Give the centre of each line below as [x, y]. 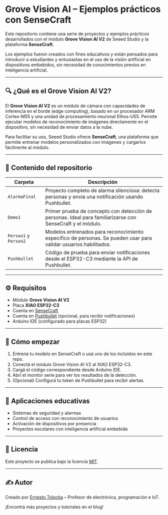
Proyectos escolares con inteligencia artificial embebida [70, 429]
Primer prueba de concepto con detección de [98, 211]
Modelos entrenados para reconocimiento [94, 231]
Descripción [102, 182]
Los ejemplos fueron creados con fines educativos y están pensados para [81, 54]
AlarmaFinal [22, 197]
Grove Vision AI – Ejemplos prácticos [83, 9]
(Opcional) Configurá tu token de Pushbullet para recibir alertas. [78, 380]
